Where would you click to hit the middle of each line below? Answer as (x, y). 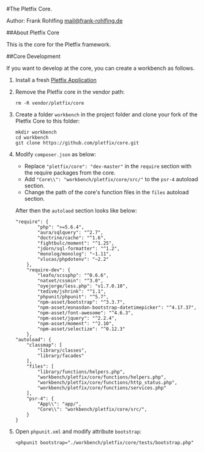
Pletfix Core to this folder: (47, 121)
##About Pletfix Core (33, 32)
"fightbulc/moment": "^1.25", (76, 243)
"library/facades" (61, 356)
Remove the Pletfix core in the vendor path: (70, 92)
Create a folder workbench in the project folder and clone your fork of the (106, 115)
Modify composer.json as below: (55, 154)
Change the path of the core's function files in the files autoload (107, 192)
